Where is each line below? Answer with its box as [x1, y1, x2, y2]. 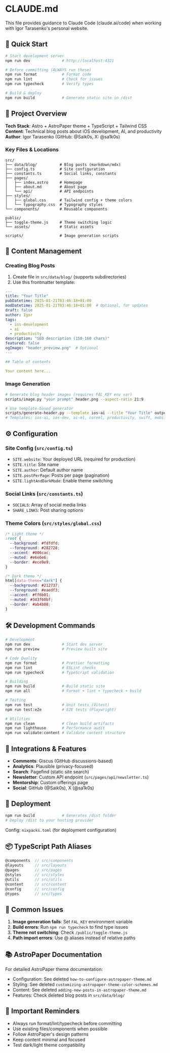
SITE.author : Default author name [12, 467, 83, 473]
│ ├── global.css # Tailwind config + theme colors [5, 197, 133, 203]
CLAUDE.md [5, 3, 59, 15]
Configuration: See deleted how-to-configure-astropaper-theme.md [12, 976, 152, 982]
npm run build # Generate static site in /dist [5, 95, 133, 100]
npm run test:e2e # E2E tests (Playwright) [5, 707, 116, 712]
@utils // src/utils [5, 877, 62, 882]
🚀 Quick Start [5, 40, 48, 49]
